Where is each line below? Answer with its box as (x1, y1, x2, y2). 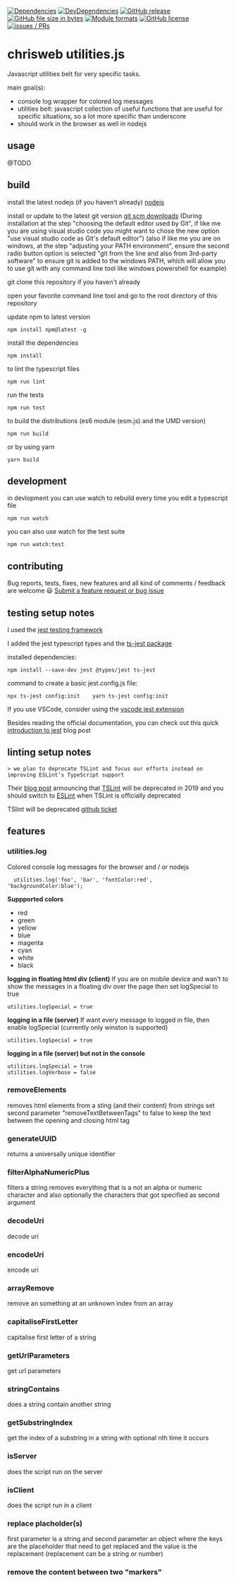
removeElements (7, 1085, 67, 1095)
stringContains (7, 1384, 60, 1394)
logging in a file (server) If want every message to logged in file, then (7, 1016, 210, 1024)
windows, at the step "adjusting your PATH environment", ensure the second (7, 241, 230, 250)
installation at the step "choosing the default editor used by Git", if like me (7, 219, 221, 227)
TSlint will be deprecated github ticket (7, 805, 118, 813)
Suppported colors (7, 894, 64, 903)
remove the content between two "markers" (7, 1567, 162, 1577)
